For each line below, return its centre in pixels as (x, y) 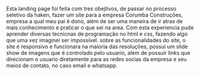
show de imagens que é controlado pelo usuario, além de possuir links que (99, 53)
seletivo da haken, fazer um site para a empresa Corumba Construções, (95, 15)
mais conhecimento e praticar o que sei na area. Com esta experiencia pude (100, 27)
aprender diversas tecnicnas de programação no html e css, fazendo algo (97, 34)
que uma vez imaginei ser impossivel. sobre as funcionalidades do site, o (96, 40)
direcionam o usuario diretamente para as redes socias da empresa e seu (96, 59)
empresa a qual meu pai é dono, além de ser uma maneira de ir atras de (95, 21)
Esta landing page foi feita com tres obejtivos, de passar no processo (91, 9)
